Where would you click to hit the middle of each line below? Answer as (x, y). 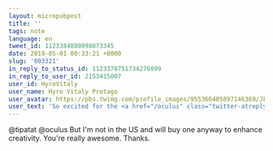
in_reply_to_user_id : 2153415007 (65, 76)
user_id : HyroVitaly (43, 84)
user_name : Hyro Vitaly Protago (63, 91)
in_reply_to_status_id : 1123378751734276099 (85, 69)
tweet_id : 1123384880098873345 (61, 46)
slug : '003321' (34, 62)
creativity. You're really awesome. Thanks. (79, 138)
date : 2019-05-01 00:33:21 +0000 (65, 54)
